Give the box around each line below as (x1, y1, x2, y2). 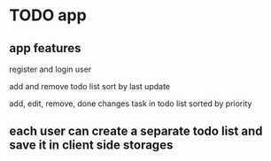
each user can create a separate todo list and (9, 124, 263, 139)
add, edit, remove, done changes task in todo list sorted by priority (9, 98, 252, 109)
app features (9, 41, 81, 56)
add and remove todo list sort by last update (9, 81, 171, 91)
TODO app (9, 5, 87, 26)
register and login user (9, 64, 92, 74)
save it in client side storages (9, 138, 174, 153)
